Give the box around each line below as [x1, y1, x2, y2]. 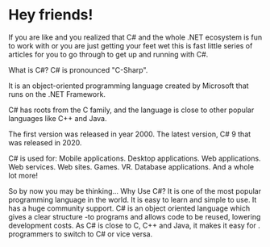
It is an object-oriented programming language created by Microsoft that [8, 81, 249, 90]
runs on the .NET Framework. [8, 89, 106, 98]
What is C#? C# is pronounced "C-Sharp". [8, 65, 148, 74]
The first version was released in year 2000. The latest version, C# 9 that [8, 129, 251, 139]
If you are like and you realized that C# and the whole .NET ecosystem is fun [8, 32, 263, 42]
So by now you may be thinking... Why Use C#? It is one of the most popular [8, 186, 262, 195]
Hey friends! [8, 6, 93, 24]
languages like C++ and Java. [8, 113, 107, 123]
